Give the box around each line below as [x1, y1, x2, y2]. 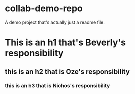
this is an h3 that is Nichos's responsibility [5, 82, 110, 89]
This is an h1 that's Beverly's [5, 37, 126, 48]
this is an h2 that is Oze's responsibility [5, 67, 130, 76]
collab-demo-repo [5, 3, 83, 14]
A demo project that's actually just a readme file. [5, 19, 105, 25]
